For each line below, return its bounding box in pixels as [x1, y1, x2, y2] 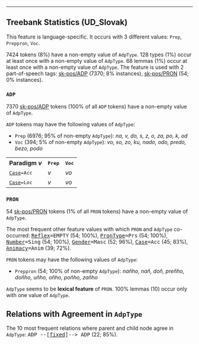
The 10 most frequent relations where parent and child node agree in [6, 324, 174, 332]
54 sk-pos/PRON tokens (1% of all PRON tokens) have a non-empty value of [6, 208, 188, 215]
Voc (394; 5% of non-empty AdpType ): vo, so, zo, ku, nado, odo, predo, [14, 139, 187, 146]
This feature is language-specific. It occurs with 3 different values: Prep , [6, 33, 182, 40]
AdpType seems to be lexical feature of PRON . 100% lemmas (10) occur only [6, 285, 188, 292]
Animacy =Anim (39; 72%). [6, 244, 72, 252]
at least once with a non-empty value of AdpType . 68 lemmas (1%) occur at [6, 57, 188, 64]
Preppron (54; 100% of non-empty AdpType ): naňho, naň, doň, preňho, [14, 267, 185, 275]
